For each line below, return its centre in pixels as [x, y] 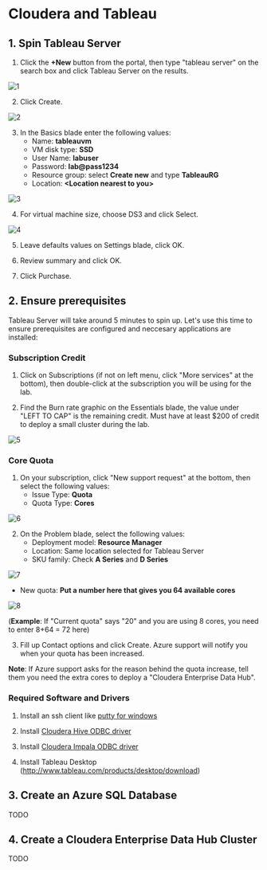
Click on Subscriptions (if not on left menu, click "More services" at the [136, 375]
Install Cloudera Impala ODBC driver [79, 747]
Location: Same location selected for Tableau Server [118, 551]
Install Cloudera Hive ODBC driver [75, 731]
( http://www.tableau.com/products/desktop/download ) [110, 770]
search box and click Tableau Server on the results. [104, 71]
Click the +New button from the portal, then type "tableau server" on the [139, 62]
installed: [23, 337]
